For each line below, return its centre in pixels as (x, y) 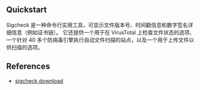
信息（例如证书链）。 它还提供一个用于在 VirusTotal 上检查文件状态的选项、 (103, 32)
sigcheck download (39, 80)
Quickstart (27, 10)
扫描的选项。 (27, 47)
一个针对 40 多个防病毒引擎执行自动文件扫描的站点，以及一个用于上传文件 (98, 40)
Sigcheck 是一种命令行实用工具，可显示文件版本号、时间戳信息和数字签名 (97, 25)
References (28, 66)
